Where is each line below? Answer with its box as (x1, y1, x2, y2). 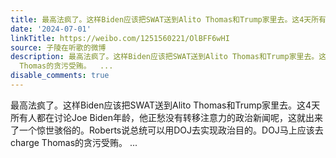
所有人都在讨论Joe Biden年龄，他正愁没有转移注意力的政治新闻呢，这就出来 (10, 111, 324, 123)
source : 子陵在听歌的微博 (10, 42, 107, 53)
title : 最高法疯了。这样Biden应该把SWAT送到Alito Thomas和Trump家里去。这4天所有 (10, 14, 327, 25)
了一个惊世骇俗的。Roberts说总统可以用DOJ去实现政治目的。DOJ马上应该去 (10, 124, 324, 136)
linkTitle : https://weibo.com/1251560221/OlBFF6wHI (10, 33, 230, 43)
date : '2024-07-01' (10, 24, 92, 34)
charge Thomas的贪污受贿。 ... (10, 136, 138, 148)
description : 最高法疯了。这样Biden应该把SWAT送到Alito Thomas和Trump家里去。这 (10, 52, 327, 62)
